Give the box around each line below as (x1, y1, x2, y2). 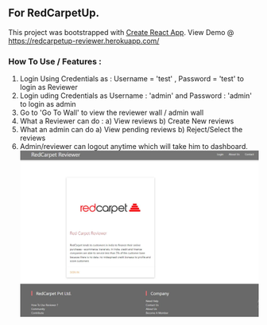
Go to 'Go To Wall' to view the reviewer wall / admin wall (19, 108, 204, 118)
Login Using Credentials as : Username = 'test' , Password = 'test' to (19, 74, 245, 84)
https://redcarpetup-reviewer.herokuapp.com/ (8, 36, 160, 45)
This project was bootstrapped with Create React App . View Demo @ (8, 27, 234, 37)
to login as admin (19, 100, 77, 109)
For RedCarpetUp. (8, 6, 99, 20)
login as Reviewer (19, 83, 78, 92)
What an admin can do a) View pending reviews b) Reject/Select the (19, 125, 243, 135)
